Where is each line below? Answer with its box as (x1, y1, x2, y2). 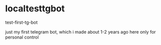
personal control (5, 34, 39, 40)
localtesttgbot (5, 3, 65, 14)
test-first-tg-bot (5, 19, 38, 25)
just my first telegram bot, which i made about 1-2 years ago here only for (5, 29, 156, 35)
